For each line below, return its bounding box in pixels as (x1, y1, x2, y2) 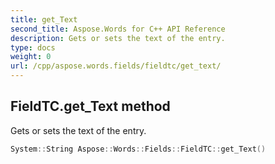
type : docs (10, 42, 56, 53)
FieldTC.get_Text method (10, 98, 171, 115)
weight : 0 (10, 52, 52, 62)
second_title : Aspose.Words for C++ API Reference (10, 24, 226, 34)
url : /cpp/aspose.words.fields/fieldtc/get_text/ (10, 61, 222, 71)
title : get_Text (10, 14, 78, 25)
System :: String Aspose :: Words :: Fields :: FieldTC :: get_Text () (10, 144, 267, 154)
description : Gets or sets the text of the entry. (10, 33, 226, 43)
